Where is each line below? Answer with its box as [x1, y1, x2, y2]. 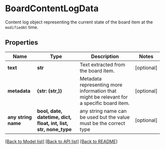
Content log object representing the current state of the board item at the [5, 19, 153, 25]
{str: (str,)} [37, 87, 62, 94]
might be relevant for [80, 93, 128, 100]
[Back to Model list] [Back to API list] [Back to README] [5, 138, 118, 144]
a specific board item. [80, 100, 130, 106]
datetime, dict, [37, 113, 72, 120]
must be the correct [80, 120, 125, 127]
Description [90, 53, 119, 60]
